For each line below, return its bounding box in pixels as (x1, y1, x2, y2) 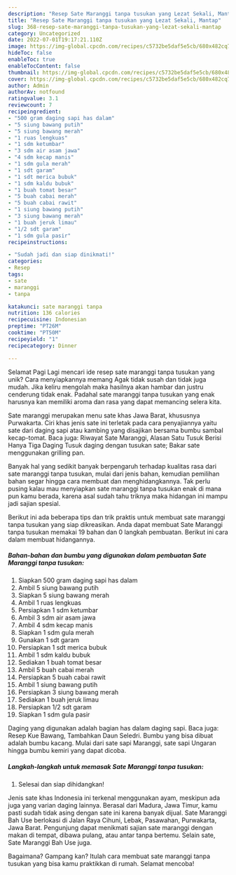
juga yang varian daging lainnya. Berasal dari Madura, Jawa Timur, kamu (8, 801, 218, 810)
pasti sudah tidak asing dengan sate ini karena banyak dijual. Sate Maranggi (8, 808, 227, 817)
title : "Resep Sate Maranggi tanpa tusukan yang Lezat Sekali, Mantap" (8, 17, 221, 24)
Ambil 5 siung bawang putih (18, 584, 99, 592)
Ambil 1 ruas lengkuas (18, 599, 82, 607)
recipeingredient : (8, 108, 62, 115)
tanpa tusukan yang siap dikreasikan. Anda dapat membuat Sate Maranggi (8, 520, 223, 528)
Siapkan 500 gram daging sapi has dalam (18, 576, 138, 585)
